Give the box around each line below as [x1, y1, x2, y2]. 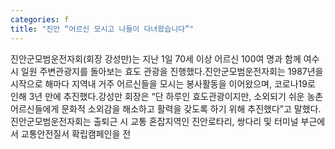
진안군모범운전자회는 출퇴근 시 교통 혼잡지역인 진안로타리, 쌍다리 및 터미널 [10, 115, 299, 127]
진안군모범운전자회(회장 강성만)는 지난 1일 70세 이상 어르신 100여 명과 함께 [10, 52, 302, 65]
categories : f [10, 14, 70, 25]
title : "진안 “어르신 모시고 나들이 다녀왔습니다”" [10, 24, 195, 34]
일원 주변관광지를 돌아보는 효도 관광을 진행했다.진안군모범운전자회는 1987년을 [20, 65, 324, 77]
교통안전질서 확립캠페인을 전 [20, 127, 132, 140]
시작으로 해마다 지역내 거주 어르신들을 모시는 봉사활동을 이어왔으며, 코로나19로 [10, 77, 316, 90]
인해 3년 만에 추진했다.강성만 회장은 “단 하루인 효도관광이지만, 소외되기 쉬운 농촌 [10, 90, 324, 102]
